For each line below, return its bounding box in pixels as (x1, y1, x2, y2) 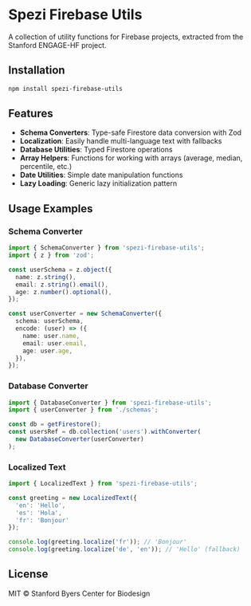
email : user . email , (22, 339, 88, 348)
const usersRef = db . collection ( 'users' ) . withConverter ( (8, 428, 202, 436)
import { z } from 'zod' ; (8, 251, 94, 259)
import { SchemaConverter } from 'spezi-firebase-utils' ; (8, 244, 205, 252)
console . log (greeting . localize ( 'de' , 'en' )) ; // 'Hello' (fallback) (8, 545, 241, 553)
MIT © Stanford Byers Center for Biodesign (8, 588, 151, 598)
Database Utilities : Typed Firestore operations (19, 145, 173, 155)
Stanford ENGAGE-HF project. (8, 40, 107, 49)
